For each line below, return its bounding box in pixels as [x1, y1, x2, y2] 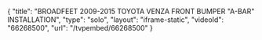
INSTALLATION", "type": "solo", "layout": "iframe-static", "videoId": [7, 15, 224, 24]
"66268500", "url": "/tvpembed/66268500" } [7, 24, 154, 32]
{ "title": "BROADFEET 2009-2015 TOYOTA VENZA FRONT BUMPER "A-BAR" [7, 7, 255, 16]
